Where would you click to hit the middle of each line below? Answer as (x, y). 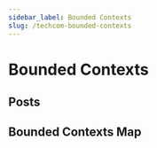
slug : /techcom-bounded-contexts (70, 26)
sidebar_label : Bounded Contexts (70, 17)
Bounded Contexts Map (75, 132)
